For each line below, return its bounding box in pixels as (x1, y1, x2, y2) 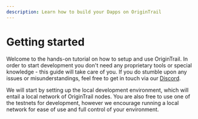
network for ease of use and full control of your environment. (6, 106, 159, 113)
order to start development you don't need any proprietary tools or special (6, 61, 193, 69)
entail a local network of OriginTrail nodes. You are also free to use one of (6, 92, 191, 100)
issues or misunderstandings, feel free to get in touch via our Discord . (6, 74, 181, 82)
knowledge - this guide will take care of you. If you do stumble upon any (6, 68, 187, 75)
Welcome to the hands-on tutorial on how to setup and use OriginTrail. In (6, 55, 188, 63)
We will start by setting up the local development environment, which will (6, 86, 189, 93)
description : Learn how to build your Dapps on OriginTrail (6, 8, 162, 15)
